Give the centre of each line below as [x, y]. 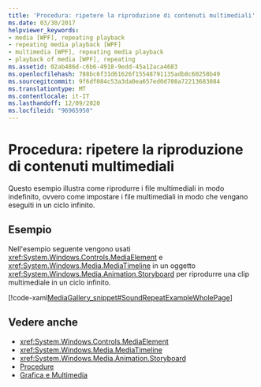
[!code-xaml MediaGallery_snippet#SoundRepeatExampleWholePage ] [120, 297]
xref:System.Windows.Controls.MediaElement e [86, 257]
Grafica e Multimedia [54, 374]
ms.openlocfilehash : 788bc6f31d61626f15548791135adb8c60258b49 [114, 74]
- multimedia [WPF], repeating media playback [86, 52]
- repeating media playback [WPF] [65, 45]
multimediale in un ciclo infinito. [60, 282]
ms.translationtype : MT [47, 89]
